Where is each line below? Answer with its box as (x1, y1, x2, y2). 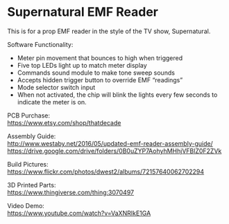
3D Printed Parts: (7, 180, 56, 189)
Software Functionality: (7, 40, 74, 48)
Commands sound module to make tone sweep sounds (17, 68, 176, 77)
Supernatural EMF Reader (7, 4, 158, 20)
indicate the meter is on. (17, 97, 87, 106)
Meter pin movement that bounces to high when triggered (17, 53, 183, 62)
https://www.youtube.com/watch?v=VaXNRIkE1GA (7, 209, 151, 217)
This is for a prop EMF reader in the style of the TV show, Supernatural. (7, 27, 211, 35)
